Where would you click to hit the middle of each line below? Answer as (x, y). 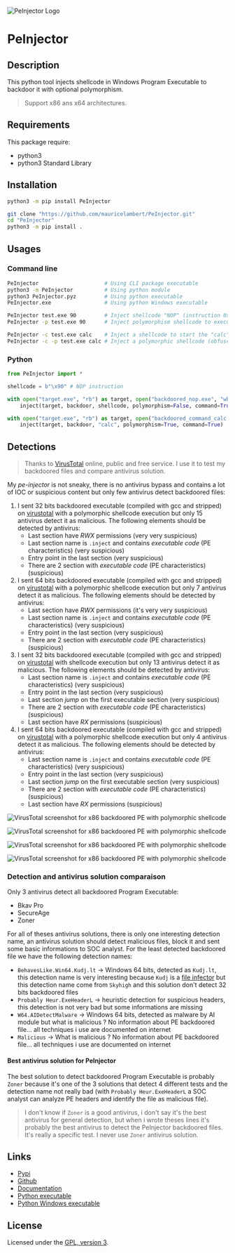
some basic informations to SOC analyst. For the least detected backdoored (116, 949)
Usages (24, 249)
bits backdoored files (48, 993)
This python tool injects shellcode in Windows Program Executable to (107, 82)
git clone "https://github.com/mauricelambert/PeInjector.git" (101, 214)
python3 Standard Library (55, 163)
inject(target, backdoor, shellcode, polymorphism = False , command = (120, 406)
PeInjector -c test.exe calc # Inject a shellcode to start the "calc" (119, 335)
